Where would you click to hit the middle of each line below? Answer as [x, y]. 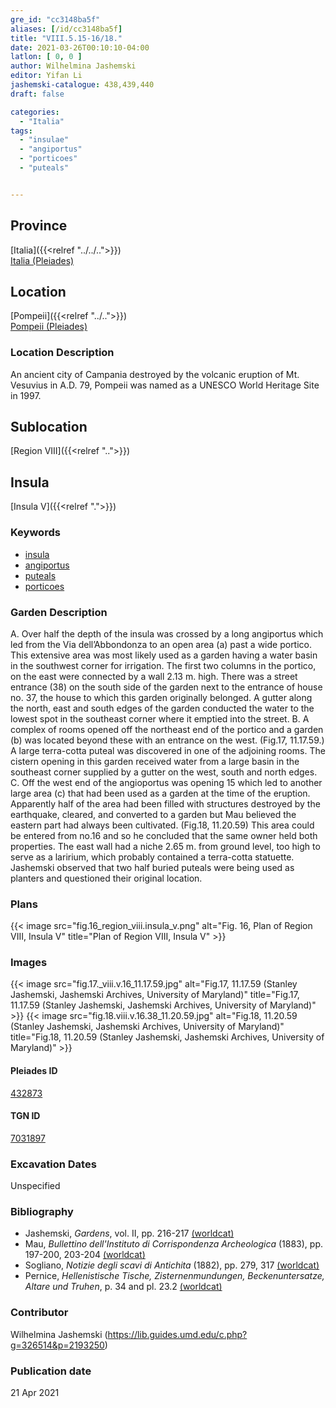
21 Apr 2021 [35, 1393]
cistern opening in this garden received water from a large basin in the [155, 761]
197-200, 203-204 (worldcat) [85, 1255]
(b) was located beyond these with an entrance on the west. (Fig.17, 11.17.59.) [167, 740]
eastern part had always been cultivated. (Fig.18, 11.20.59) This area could [162, 825]
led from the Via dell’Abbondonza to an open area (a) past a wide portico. [161, 644]
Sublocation [49, 427]
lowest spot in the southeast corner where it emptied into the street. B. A [160, 718]
